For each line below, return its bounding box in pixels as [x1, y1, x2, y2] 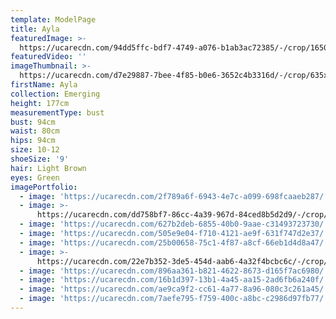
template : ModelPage [10, 14, 97, 25]
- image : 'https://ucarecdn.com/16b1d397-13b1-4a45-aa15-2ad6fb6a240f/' [19, 275, 329, 285]
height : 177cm [10, 98, 70, 108]
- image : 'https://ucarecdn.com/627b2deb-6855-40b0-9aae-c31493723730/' [19, 219, 329, 230]
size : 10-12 [10, 145, 60, 155]
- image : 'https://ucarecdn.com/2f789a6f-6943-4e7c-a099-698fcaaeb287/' [19, 191, 329, 201]
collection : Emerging [10, 89, 101, 99]
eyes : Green [10, 172, 60, 183]
